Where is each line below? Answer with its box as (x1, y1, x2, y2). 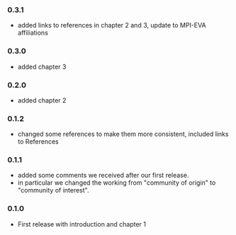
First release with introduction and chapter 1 (17, 219, 147, 228)
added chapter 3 (17, 62, 67, 71)
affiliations (17, 28, 48, 37)
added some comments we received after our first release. (17, 171, 189, 180)
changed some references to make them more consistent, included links (17, 130, 229, 139)
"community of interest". (17, 186, 89, 195)
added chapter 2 (17, 96, 67, 104)
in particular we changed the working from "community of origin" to (17, 178, 216, 187)
